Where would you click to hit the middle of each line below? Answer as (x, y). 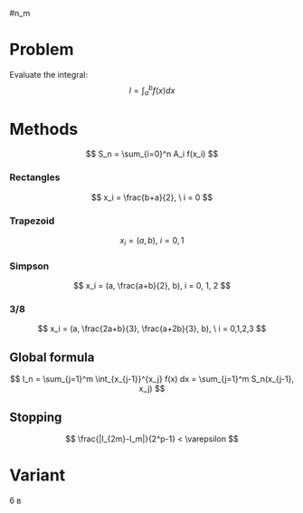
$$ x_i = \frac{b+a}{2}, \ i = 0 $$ (152, 197)
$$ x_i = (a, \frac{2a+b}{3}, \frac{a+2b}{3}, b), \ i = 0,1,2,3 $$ (152, 328)
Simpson (29, 266)
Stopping (36, 417)
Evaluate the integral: (49, 74)
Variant (38, 475)
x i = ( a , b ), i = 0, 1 (152, 241)
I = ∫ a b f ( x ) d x (152, 90)
